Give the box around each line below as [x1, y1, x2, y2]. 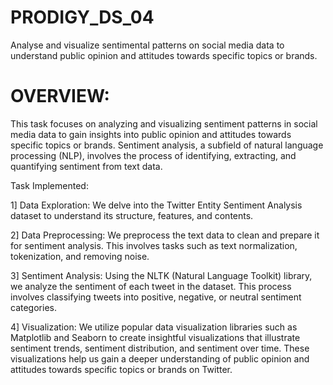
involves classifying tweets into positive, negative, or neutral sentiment [10, 291, 302, 303]
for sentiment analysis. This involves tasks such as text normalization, [10, 239, 298, 251]
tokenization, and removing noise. [10, 250, 150, 262]
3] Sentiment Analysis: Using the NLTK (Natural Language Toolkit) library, [10, 269, 313, 281]
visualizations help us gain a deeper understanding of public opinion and [10, 352, 310, 365]
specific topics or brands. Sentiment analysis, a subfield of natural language [10, 139, 324, 151]
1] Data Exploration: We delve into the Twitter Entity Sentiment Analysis [10, 199, 303, 211]
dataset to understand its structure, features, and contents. [10, 209, 254, 221]
